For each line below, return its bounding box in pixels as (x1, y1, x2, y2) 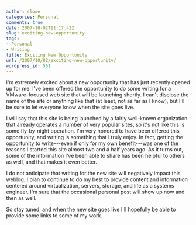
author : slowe (6, 8, 41, 15)
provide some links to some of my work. (6, 212, 102, 219)
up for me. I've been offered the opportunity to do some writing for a (6, 85, 171, 92)
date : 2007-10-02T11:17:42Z (6, 25, 75, 31)
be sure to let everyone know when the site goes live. (6, 103, 135, 111)
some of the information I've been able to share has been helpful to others (6, 153, 185, 160)
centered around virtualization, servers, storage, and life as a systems (6, 182, 174, 189)
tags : (6, 36, 19, 41)
